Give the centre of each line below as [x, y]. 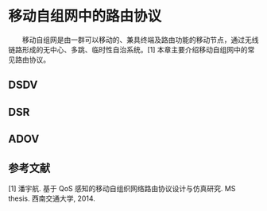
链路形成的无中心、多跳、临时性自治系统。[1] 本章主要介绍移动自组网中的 [128, 49]
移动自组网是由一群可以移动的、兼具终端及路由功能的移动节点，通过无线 [141, 40]
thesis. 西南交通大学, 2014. [52, 198]
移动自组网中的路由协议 [85, 16]
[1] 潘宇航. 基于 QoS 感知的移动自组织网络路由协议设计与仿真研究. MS [122, 188]
